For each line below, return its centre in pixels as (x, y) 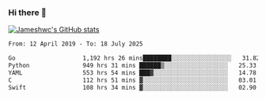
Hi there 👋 (28, 13)
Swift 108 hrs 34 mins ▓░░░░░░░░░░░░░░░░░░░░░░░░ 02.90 (133, 87)
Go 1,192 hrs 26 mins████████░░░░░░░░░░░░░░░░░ (120, 58)
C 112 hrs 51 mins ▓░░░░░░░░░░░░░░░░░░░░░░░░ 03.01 (133, 80)
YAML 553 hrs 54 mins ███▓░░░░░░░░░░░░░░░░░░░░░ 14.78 (133, 73)
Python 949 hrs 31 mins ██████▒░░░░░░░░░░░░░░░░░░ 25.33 (133, 66)
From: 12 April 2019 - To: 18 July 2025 (76, 44)
